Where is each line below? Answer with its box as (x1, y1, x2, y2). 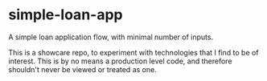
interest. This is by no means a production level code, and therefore (8, 56, 232, 66)
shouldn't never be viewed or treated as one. (8, 64, 157, 74)
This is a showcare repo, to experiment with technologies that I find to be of (8, 47, 259, 57)
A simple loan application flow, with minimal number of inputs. (8, 32, 214, 42)
